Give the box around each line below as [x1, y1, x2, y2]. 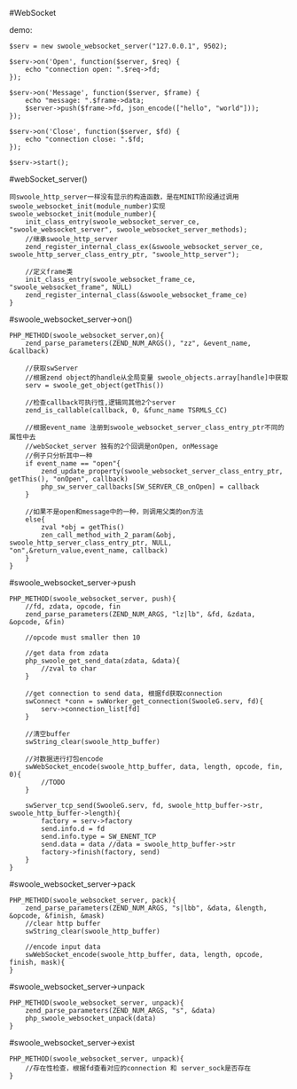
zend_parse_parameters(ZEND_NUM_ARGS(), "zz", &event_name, [25, 339, 252, 348]
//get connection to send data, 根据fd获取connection [25, 689, 223, 698]
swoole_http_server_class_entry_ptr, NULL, [9, 538, 173, 547]
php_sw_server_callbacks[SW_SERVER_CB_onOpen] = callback [41, 482, 260, 491]
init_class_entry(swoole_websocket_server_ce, [25, 217, 200, 226]
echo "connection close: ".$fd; [25, 135, 145, 144]
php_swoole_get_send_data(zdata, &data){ [25, 656, 180, 665]
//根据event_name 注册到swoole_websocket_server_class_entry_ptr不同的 [25, 423, 285, 432]
